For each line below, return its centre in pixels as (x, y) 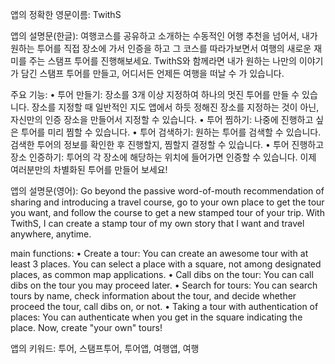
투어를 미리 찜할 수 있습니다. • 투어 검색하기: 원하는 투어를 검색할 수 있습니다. (171, 132)
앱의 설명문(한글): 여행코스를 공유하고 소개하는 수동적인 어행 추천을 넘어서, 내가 (164, 36)
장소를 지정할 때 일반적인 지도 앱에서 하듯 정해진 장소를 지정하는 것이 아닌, (175, 107)
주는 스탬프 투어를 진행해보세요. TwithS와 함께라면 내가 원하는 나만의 (162, 61)
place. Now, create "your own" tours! (86, 327)
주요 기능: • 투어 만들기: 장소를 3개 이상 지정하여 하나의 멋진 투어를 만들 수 (155, 94)
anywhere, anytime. (51, 234)
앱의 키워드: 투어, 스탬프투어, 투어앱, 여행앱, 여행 (105, 348)
